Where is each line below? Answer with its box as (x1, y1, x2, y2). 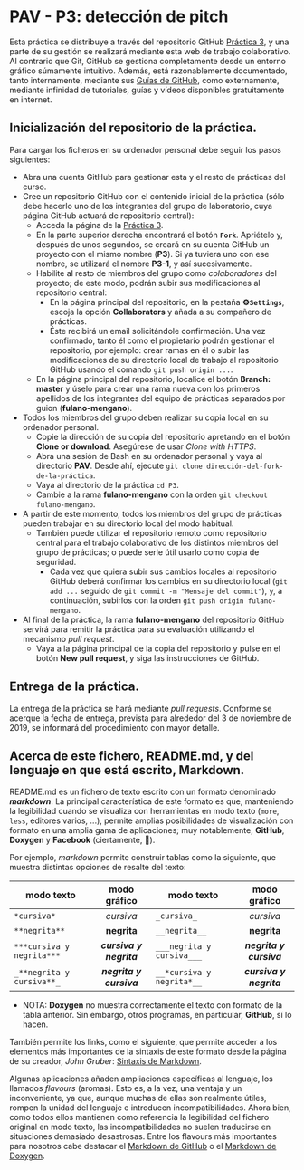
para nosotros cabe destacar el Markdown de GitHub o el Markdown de (9, 1141, 277, 1152)
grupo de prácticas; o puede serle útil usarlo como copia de (35, 546, 260, 558)
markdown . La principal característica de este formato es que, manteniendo (9, 796, 294, 807)
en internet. (9, 93, 52, 105)
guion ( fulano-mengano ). (35, 402, 133, 413)
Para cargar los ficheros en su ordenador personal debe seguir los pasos (9, 144, 282, 155)
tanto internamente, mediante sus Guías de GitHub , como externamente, (9, 74, 280, 85)
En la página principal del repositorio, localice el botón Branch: (35, 373, 271, 384)
